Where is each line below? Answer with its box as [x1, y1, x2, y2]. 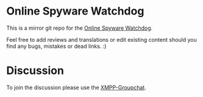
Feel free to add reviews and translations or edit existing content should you [6, 36, 197, 43]
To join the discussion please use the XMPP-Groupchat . [6, 84, 146, 91]
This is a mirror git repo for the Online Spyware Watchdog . [6, 24, 153, 32]
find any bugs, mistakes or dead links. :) [6, 42, 107, 50]
